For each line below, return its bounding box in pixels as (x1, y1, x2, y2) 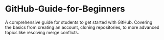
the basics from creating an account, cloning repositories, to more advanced (5, 24, 160, 30)
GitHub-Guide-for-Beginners (5, 3, 125, 14)
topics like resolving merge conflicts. (5, 29, 79, 35)
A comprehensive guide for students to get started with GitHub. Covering (5, 19, 153, 25)
